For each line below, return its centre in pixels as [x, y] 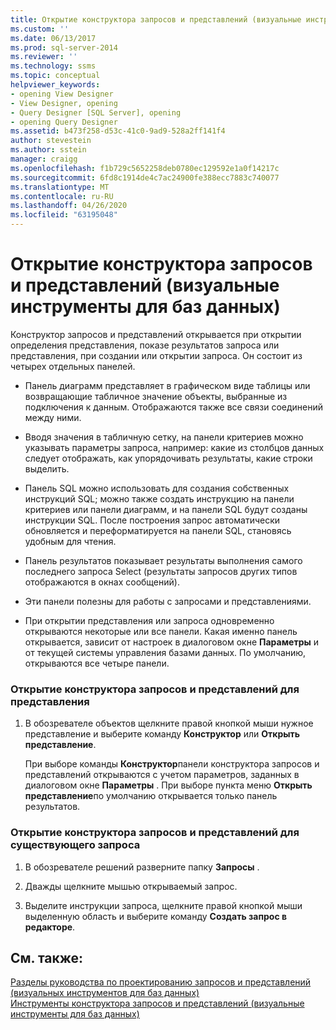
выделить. [47, 468]
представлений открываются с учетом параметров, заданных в [162, 775]
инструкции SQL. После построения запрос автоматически [152, 520]
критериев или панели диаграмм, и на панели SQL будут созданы [166, 509]
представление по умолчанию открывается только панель [151, 796]
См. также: [47, 957]
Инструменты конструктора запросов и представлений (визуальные [157, 1003]
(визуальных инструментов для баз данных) [105, 993]
